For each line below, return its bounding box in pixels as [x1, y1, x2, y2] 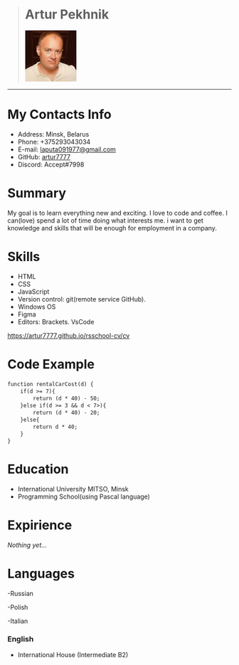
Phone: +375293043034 [17, 137, 91, 146]
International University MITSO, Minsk [17, 484, 129, 493]
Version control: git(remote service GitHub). [17, 294, 146, 303]
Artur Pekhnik [24, 6, 109, 23]
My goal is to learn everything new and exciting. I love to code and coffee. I [7, 208, 228, 217]
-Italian [7, 617, 28, 625]
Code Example [7, 356, 95, 372]
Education [7, 461, 69, 477]
